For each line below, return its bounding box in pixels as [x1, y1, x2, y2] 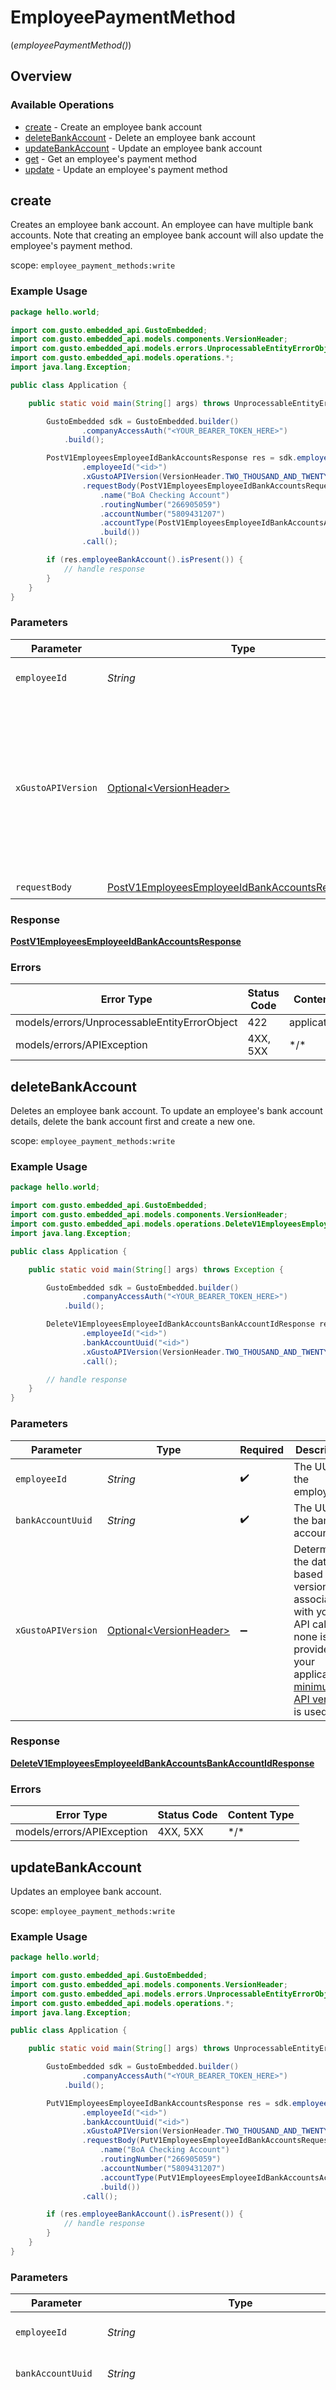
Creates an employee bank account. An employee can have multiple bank [10, 219, 314, 231]
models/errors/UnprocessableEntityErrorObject [15, 1016, 238, 1030]
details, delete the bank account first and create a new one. [10, 1116, 256, 1128]
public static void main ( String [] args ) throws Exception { [28, 1264, 284, 1275]
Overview [10, 68, 73, 85]
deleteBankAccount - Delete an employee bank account [24, 131, 256, 143]
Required [239, 1442, 285, 1456]
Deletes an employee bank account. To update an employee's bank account [10, 1105, 323, 1117]
